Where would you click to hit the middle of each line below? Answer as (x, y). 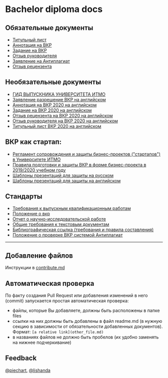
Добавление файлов (39, 255)
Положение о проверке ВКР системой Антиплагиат (67, 235)
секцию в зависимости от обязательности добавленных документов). (87, 326)
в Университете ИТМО (36, 159)
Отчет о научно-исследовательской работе (59, 219)
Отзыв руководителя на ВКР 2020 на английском (65, 121)
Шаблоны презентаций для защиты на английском (66, 180)
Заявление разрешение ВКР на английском (59, 99)
